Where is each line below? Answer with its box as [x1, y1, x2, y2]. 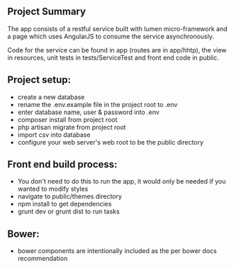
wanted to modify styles [17, 184, 89, 194]
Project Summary [7, 6, 87, 18]
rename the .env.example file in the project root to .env [17, 100, 178, 108]
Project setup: [7, 74, 72, 86]
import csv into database [17, 130, 91, 139]
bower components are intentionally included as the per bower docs [17, 247, 218, 255]
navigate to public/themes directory [17, 192, 123, 201]
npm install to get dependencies [17, 200, 112, 208]
